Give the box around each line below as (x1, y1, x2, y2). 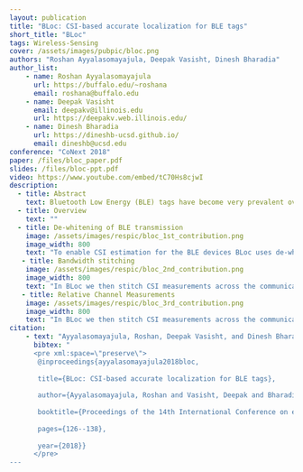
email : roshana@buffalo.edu (32, 88, 140, 97)
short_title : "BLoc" (9, 30, 87, 39)
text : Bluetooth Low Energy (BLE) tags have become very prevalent (25, 198, 284, 208)
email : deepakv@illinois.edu (32, 106, 143, 115)
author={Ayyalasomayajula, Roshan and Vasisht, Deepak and (37, 391, 264, 400)
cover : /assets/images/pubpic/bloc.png (9, 47, 160, 56)
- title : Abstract (17, 190, 87, 199)
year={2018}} (37, 441, 87, 450)
